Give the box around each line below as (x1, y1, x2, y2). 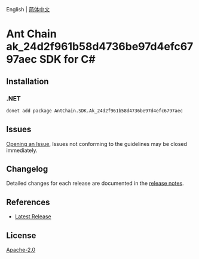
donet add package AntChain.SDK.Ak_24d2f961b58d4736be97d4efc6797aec (6, 108, 183, 114)
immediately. (6, 147, 38, 154)
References (6, 197, 50, 207)
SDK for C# (39, 53, 96, 66)
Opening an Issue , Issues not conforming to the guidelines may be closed (6, 140, 187, 147)
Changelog (6, 164, 48, 174)
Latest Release (14, 213, 52, 220)
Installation (6, 76, 49, 86)
